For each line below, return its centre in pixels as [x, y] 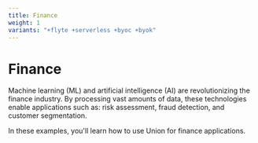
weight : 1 [24, 23]
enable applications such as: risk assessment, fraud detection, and [116, 108]
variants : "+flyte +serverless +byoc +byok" [82, 30]
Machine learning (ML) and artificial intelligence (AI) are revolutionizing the [129, 90]
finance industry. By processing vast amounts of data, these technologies [127, 99]
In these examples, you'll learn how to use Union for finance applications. [127, 131]
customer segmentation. [48, 115]
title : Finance [33, 15]
